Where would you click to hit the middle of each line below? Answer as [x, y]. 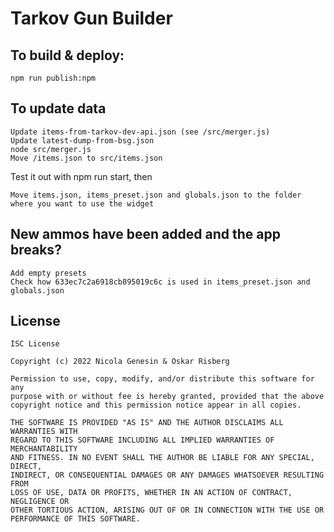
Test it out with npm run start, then [81, 176]
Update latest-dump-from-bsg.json [82, 140]
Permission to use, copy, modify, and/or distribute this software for [162, 379]
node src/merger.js [51, 149]
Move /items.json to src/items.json [86, 158]
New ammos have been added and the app [145, 234]
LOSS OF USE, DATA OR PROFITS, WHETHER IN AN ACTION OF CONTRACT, [151, 493]
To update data [58, 108]
